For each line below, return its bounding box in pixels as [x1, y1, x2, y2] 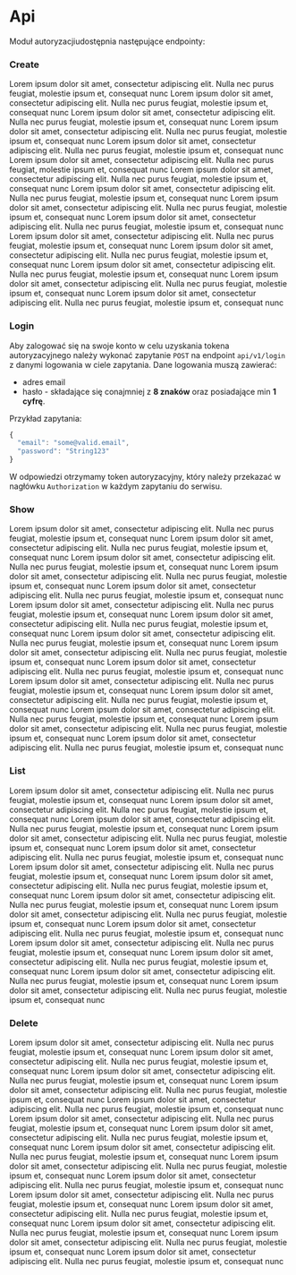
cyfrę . [21, 396, 46, 406]
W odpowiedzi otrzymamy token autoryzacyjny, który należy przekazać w [9, 472, 282, 483]
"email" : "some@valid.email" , [17, 439, 130, 448]
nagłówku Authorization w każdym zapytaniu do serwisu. [9, 481, 223, 492]
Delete [9, 1016, 38, 1029]
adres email [21, 376, 65, 387]
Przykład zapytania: [9, 413, 82, 424]
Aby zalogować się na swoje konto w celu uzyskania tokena [9, 340, 230, 351]
